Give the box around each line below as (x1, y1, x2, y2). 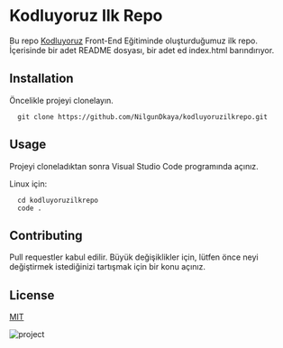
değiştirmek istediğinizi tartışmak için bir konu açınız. (9, 261, 205, 272)
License (9, 288, 55, 303)
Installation (9, 71, 74, 87)
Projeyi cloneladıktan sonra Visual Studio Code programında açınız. (9, 160, 259, 171)
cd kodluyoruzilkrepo (17, 196, 99, 205)
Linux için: (9, 178, 48, 189)
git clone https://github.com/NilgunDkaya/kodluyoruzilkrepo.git (17, 112, 269, 122)
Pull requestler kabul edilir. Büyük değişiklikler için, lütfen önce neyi (9, 252, 259, 262)
